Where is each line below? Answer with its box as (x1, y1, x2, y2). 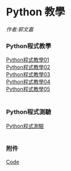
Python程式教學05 (6, 85, 50, 93)
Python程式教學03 (6, 71, 51, 78)
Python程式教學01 (6, 56, 50, 63)
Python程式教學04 (6, 78, 51, 85)
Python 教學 (6, 5, 66, 19)
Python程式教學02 (6, 64, 50, 71)
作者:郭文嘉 (6, 26, 34, 33)
